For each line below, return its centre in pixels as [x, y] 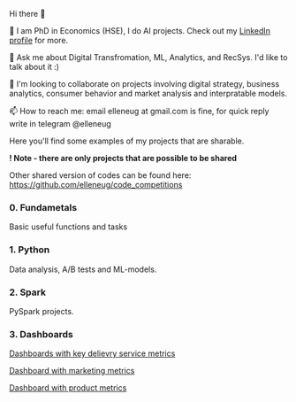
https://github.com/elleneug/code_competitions [96, 185]
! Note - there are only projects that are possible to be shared [123, 158]
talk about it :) [34, 67]
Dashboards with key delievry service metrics [92, 353]
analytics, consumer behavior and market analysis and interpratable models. [148, 93]
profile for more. [39, 40]
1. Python [30, 250]
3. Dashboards [41, 334]
